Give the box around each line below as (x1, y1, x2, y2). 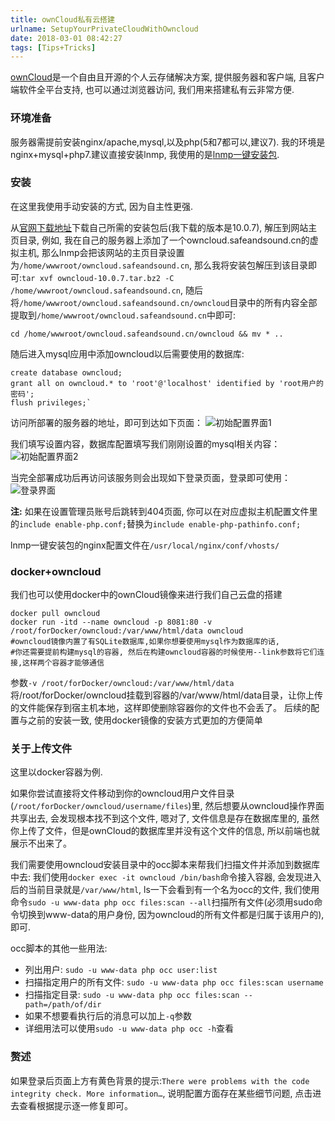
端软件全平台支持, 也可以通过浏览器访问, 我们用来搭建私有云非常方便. (10, 84, 295, 96)
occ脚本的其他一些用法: (10, 942, 108, 955)
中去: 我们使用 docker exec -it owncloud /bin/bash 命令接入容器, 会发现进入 (10, 871, 322, 883)
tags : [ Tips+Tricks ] (10, 42, 97, 53)
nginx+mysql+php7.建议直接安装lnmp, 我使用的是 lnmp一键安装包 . (10, 148, 280, 160)
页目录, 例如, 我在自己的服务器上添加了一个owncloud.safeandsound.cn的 (10, 234, 310, 246)
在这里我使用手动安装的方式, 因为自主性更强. (10, 200, 194, 212)
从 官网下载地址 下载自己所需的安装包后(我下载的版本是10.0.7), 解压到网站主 (10, 221, 318, 233)
